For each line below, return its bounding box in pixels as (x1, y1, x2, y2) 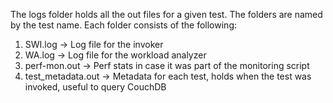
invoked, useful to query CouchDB (24, 81, 167, 93)
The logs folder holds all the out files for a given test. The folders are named (10, 9, 323, 20)
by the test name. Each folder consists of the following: (10, 19, 237, 31)
